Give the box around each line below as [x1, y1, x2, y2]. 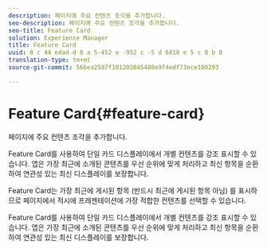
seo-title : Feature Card [8, 26, 91, 34]
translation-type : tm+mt [8, 56, 91, 64]
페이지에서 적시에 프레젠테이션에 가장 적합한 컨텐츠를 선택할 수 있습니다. [22, 196, 247, 205]
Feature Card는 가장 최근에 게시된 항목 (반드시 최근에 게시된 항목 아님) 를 [8, 185, 237, 195]
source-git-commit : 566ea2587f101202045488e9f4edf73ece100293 [8, 64, 219, 72]
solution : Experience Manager [8, 33, 109, 42]
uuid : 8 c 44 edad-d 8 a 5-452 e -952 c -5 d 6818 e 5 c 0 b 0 [8, 49, 223, 56]
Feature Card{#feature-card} [8, 104, 206, 123]
